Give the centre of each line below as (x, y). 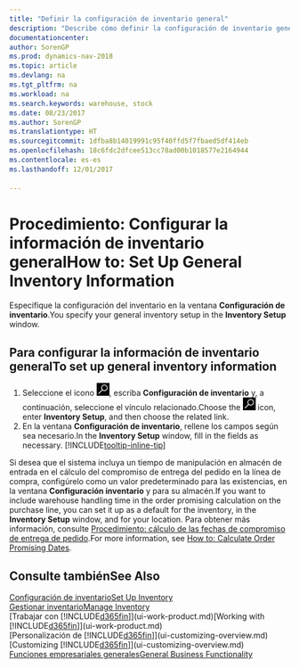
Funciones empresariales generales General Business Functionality (131, 655)
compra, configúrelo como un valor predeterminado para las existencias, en (148, 482)
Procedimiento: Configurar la (119, 224)
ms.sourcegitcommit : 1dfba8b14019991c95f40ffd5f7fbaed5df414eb (129, 141)
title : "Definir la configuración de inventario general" (119, 19)
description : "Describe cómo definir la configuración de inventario (141, 28)
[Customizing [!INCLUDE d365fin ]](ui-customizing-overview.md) (127, 645)
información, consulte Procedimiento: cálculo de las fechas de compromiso (148, 529)
